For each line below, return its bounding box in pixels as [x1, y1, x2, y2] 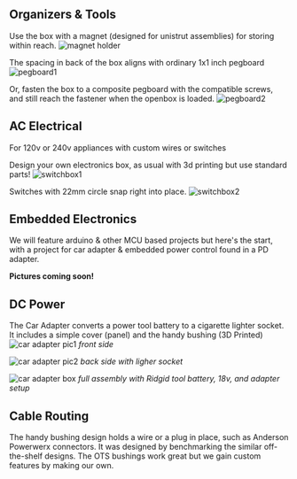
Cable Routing [9, 408, 90, 423]
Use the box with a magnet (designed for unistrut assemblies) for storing [9, 30, 275, 41]
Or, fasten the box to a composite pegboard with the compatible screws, [9, 83, 273, 94]
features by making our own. [9, 460, 114, 471]
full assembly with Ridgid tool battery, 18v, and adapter [78, 374, 280, 384]
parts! [9, 168, 31, 180]
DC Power [9, 297, 66, 312]
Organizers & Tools [9, 7, 117, 22]
